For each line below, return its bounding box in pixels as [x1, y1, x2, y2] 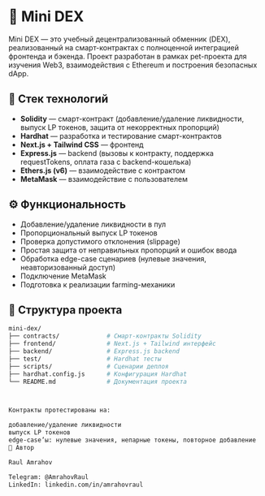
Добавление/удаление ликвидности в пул [20, 219, 167, 229]
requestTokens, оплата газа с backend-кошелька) [20, 157, 192, 166]
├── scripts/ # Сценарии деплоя [8, 362, 169, 370]
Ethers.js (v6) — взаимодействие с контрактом [20, 166, 185, 175]
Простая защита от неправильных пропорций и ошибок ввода [20, 245, 237, 255]
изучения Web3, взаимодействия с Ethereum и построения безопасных [8, 60, 258, 70]
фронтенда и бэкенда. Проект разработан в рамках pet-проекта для [8, 51, 247, 61]
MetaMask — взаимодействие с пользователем [20, 174, 189, 183]
